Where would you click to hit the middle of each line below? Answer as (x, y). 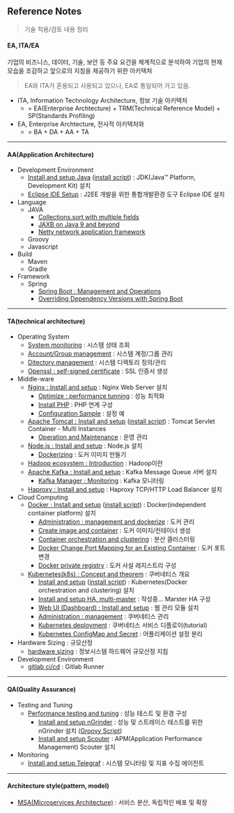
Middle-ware (36, 379)
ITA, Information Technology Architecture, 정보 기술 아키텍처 (102, 101)
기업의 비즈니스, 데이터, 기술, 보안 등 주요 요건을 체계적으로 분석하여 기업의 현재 (115, 62)
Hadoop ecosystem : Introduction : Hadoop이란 (95, 463)
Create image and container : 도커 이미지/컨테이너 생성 (114, 531)
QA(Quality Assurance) (42, 689)
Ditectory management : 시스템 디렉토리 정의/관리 (97, 362)
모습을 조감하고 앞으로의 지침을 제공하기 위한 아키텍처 (80, 71)
